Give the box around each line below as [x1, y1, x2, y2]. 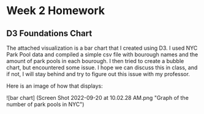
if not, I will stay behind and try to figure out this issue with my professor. [6, 70, 190, 77]
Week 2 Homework [6, 4, 105, 18]
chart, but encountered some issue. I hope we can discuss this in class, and [6, 64, 198, 71]
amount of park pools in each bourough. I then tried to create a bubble [6, 58, 184, 64]
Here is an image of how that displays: [6, 82, 103, 89]
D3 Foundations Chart [6, 28, 93, 39]
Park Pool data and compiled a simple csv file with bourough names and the [6, 51, 198, 58]
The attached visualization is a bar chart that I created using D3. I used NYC [6, 44, 198, 51]
